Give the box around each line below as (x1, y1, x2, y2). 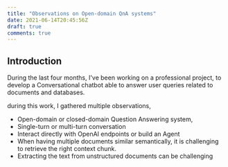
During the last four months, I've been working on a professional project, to (7, 73, 222, 82)
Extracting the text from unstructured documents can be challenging (17, 152, 213, 160)
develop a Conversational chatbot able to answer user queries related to (7, 81, 213, 89)
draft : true (7, 23, 42, 30)
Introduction (7, 55, 62, 67)
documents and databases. (7, 88, 85, 97)
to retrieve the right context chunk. (17, 145, 116, 153)
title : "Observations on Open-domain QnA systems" (7, 10, 157, 17)
